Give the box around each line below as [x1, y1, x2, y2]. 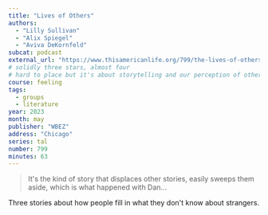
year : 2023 [8, 108, 45, 116]
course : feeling [8, 78, 62, 86]
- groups [15, 93, 45, 101]
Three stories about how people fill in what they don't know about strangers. [8, 198, 260, 208]
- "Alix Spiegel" [15, 33, 73, 42]
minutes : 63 [8, 152, 48, 160]
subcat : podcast [8, 49, 62, 57]
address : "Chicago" [8, 130, 73, 138]
